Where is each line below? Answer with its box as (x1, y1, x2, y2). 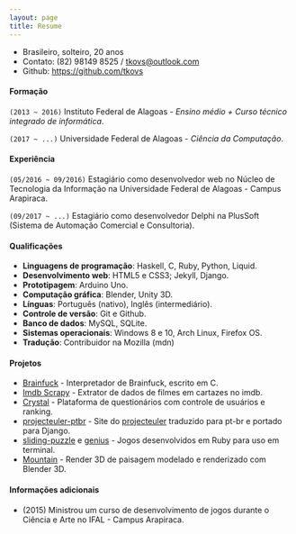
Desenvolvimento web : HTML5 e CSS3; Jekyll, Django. (22, 270, 229, 281)
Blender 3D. (22, 464, 67, 475)
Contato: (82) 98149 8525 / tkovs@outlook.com (22, 56, 200, 67)
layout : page (9, 13, 58, 23)
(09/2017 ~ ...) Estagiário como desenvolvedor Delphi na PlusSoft (9, 210, 259, 221)
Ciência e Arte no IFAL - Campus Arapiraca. (22, 514, 184, 525)
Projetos (9, 358, 42, 368)
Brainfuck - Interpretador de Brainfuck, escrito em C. (22, 377, 219, 388)
